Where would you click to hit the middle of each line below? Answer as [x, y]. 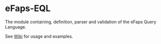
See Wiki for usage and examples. [39, 36]
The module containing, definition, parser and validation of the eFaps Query [81, 22]
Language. [16, 27]
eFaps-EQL [28, 8]
